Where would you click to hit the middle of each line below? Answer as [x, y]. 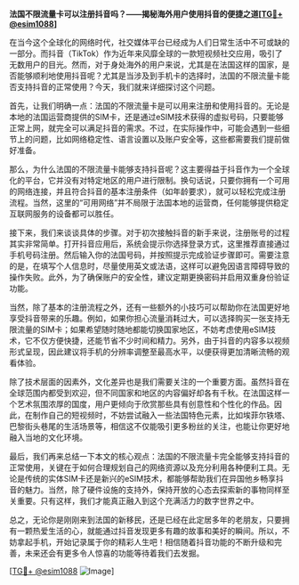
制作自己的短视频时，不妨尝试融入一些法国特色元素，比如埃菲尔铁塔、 [161, 415]
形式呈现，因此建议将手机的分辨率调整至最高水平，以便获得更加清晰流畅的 [145, 352]
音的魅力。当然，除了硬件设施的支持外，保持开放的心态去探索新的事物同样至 [149, 490]
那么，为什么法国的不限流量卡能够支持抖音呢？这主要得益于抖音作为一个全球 [149, 169]
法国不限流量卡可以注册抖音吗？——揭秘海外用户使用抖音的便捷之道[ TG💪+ [146, 14]
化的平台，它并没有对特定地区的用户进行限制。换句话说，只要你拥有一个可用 [149, 180]
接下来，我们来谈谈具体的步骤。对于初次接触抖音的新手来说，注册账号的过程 [149, 232]
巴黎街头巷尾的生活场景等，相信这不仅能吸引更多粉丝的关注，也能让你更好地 [149, 426]
